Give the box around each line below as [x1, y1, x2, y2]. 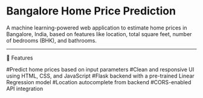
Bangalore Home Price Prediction [6, 4, 176, 18]
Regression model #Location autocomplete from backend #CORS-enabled [6, 78, 192, 85]
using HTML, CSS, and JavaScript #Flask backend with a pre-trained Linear [6, 72, 195, 79]
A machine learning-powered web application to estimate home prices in [6, 24, 187, 31]
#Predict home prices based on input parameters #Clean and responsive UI [6, 66, 195, 73]
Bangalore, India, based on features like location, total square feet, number [6, 30, 192, 37]
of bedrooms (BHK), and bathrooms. [6, 37, 97, 44]
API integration [6, 85, 43, 92]
